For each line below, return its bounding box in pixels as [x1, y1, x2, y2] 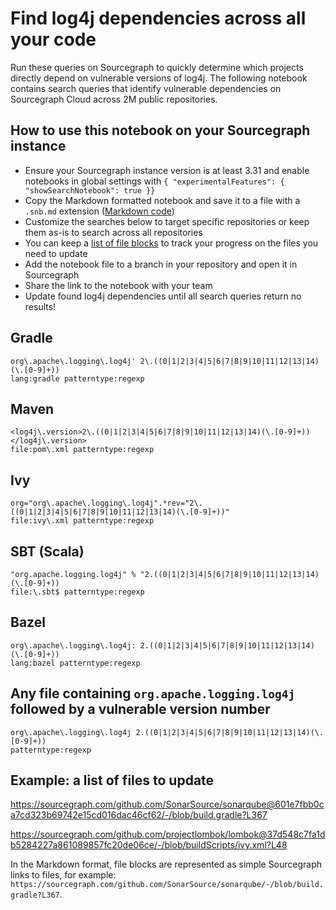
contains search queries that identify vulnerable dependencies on [10, 82, 282, 94]
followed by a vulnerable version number [10, 701, 271, 718]
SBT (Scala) [10, 543, 85, 560]
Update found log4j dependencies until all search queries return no [24, 290, 302, 302]
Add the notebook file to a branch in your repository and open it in [24, 258, 298, 270]
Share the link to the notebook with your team [24, 279, 213, 291]
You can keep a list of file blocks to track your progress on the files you [24, 237, 319, 249]
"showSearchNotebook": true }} [24, 185, 156, 196]
